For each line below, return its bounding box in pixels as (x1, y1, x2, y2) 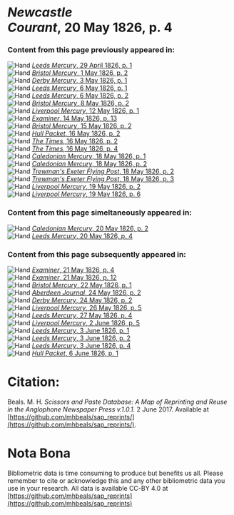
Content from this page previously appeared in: (7, 45, 175, 55)
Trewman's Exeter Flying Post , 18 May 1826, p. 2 (31, 167, 175, 175)
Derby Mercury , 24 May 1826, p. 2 (31, 296, 133, 305)
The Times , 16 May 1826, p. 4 (31, 144, 118, 153)
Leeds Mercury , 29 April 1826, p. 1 (31, 61, 133, 70)
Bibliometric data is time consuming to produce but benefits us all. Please (7, 469, 223, 477)
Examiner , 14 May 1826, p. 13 (31, 114, 118, 123)
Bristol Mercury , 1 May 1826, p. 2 (31, 68, 128, 77)
